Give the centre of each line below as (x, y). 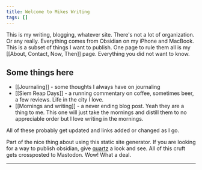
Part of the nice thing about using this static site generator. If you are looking (101, 142)
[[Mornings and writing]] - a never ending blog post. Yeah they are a (99, 106)
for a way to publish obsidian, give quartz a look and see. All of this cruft (96, 148)
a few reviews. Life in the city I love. (59, 100)
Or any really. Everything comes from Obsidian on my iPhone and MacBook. (100, 41)
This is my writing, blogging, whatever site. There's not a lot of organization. (100, 34)
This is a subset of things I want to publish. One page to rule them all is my (98, 47)
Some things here (40, 72)
